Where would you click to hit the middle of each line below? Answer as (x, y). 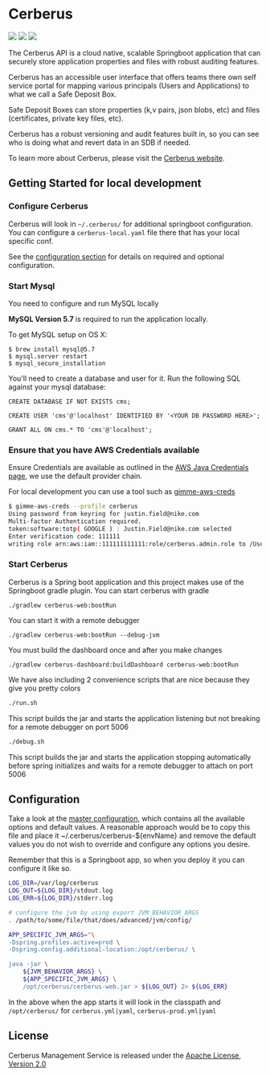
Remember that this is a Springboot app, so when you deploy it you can (127, 860)
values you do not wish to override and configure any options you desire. (129, 844)
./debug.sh (27, 741)
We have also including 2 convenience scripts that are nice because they (129, 679)
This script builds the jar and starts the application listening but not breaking (134, 718)
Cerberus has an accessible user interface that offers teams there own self (133, 76)
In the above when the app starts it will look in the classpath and (115, 1002)
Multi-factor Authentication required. (75, 521)
